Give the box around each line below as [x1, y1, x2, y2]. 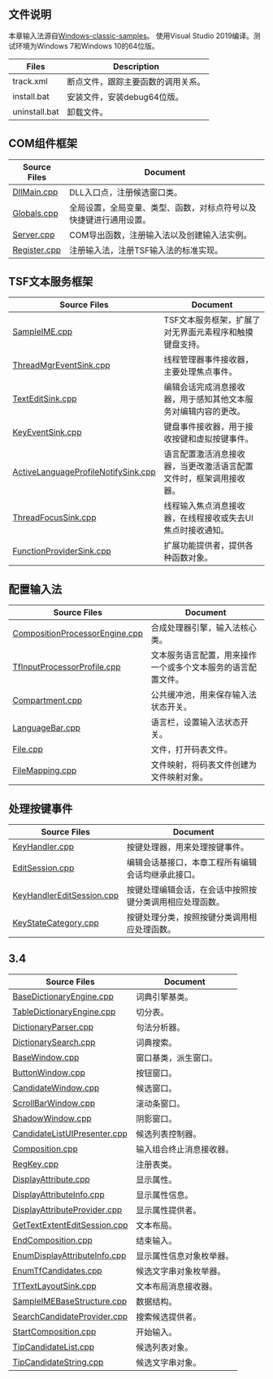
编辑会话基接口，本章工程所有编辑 [126, 856, 258, 868]
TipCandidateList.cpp [12, 1341, 95, 1352]
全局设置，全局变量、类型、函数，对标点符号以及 [68, 202, 257, 213]
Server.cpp [12, 228, 55, 240]
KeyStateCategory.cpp [12, 917, 99, 929]
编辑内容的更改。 [180, 405, 245, 417]
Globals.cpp [12, 207, 58, 219]
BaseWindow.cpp [12, 1052, 80, 1063]
